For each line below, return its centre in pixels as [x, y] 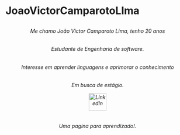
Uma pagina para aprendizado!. [98, 126]
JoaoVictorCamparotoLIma [72, 11]
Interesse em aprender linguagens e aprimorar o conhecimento [98, 67]
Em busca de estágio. [98, 85]
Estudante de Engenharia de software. [98, 49]
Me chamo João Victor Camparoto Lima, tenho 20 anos [98, 31]
